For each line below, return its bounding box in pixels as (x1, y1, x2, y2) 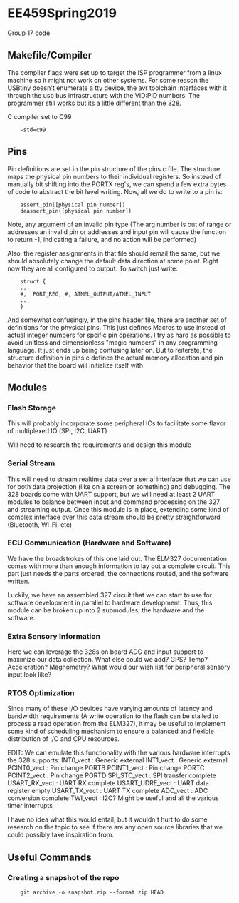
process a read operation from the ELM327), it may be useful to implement (7, 720, 226, 728)
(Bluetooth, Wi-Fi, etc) (7, 520, 73, 529)
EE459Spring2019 (7, 5, 117, 21)
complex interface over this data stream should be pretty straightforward (7, 513, 221, 521)
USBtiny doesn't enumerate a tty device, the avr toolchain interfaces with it (7, 84, 228, 92)
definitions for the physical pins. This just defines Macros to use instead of (7, 323, 226, 331)
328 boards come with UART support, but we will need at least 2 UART (7, 490, 216, 498)
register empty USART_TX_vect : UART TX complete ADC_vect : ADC (7, 787, 208, 795)
